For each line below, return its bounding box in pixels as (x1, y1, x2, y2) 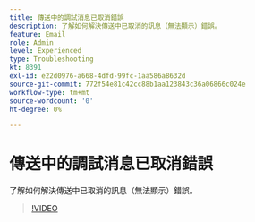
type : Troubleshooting (9, 55, 94, 64)
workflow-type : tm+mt (9, 88, 90, 97)
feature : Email (9, 30, 66, 38)
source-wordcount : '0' (9, 96, 94, 106)
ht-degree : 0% (9, 105, 63, 114)
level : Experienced (9, 47, 82, 55)
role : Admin (9, 38, 54, 47)
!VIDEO (30, 203, 58, 214)
